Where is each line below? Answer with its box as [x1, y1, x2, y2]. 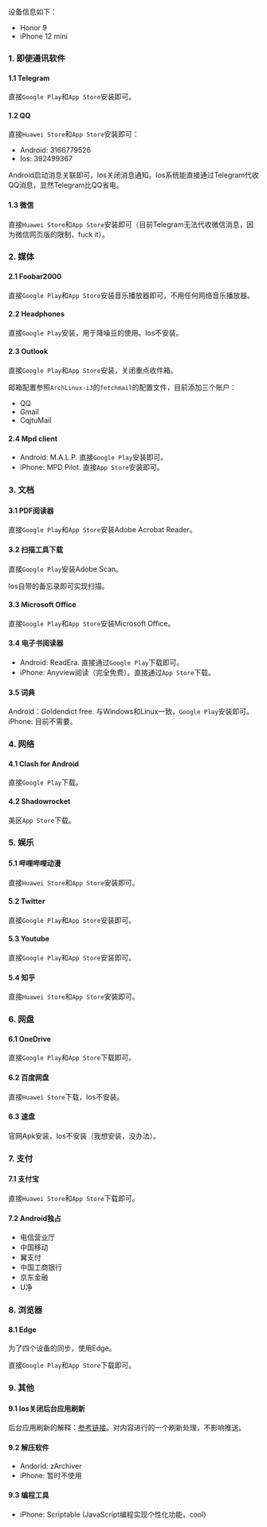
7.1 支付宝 [8, 1174, 40, 1184]
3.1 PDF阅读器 [8, 506, 54, 515]
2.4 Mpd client [8, 434, 58, 443]
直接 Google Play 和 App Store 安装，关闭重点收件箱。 [8, 366, 178, 376]
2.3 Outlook [8, 347, 49, 356]
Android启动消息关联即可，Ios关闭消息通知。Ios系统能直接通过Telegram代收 [8, 170, 259, 180]
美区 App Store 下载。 [8, 815, 76, 825]
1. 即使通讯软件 [8, 53, 66, 64]
